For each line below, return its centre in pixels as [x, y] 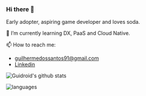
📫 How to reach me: [31, 45]
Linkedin [25, 65]
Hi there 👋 [20, 9]
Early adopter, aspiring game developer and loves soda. [73, 22]
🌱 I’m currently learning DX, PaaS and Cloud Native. [68, 33]
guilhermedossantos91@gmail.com [57, 58]
